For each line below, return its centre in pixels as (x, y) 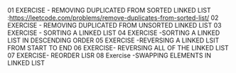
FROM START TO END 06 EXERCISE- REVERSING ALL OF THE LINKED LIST (118, 48)
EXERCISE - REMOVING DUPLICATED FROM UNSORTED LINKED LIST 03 (114, 25)
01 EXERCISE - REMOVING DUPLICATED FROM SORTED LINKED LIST (109, 10)
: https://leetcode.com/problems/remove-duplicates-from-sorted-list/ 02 (113, 18)
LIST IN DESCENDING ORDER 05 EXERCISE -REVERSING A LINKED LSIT (113, 40)
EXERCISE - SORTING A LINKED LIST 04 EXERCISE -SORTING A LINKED (114, 33)
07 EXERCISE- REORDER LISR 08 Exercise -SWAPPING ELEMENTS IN (109, 55)
